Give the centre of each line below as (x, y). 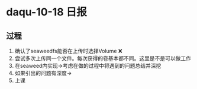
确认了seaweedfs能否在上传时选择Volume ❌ (68, 51)
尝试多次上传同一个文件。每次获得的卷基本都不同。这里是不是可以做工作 (103, 58)
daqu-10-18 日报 (47, 12)
